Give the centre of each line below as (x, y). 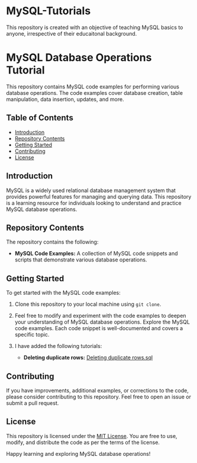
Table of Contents (40, 118)
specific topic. (32, 335)
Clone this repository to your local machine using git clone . (88, 304)
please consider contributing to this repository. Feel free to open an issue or (98, 397)
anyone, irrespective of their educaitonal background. (72, 33)
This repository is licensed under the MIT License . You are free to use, (92, 436)
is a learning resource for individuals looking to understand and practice (94, 203)
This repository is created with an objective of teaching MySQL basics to (95, 27)
